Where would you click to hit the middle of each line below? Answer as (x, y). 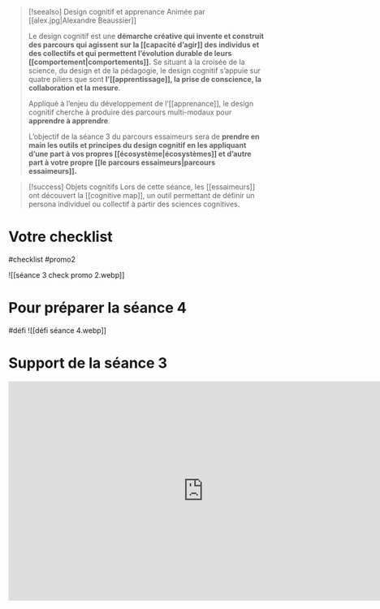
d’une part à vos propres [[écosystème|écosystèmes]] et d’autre (140, 154)
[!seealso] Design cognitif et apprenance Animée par (117, 12)
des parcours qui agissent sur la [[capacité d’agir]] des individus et (144, 45)
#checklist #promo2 (42, 259)
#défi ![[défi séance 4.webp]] (58, 330)
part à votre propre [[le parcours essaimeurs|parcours (122, 162)
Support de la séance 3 (88, 363)
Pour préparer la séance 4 (97, 308)
